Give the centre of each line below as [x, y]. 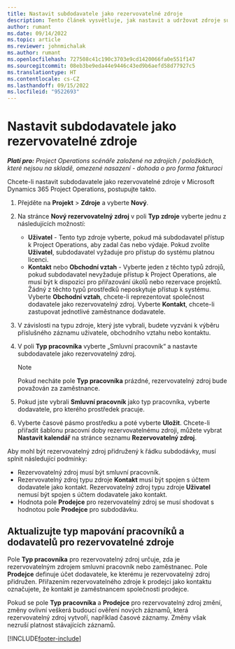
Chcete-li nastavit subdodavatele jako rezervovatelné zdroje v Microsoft [111, 182]
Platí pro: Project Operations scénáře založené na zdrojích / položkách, [111, 161]
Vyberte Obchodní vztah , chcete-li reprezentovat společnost [116, 297]
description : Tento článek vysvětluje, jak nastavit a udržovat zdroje [114, 20]
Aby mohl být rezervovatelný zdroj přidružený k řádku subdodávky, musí [112, 452]
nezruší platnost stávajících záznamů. [61, 624]
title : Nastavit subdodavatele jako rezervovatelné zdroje [95, 14]
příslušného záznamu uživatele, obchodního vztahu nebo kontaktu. [114, 333]
